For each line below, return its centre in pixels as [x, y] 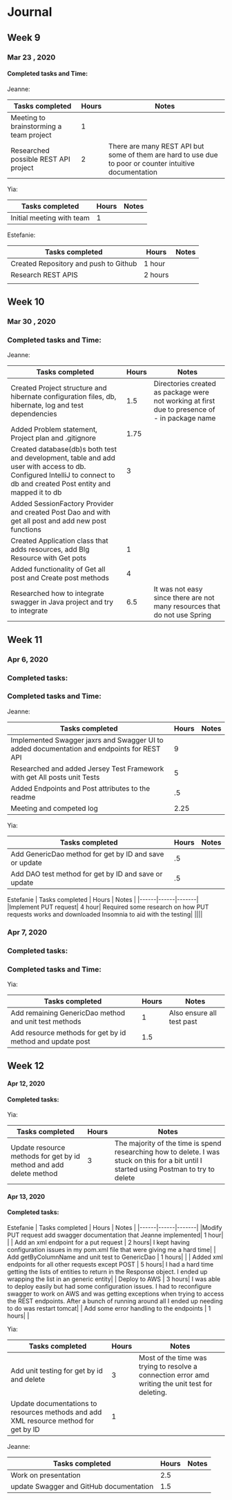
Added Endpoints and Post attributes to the [80, 788]
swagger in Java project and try [62, 602]
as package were [181, 392]
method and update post [51, 1041]
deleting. [153, 1392]
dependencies [34, 414]
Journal [30, 12]
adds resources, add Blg [50, 550]
